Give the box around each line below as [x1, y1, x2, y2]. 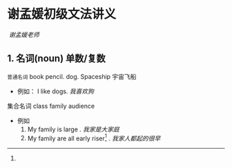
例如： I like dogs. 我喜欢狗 [17, 87, 95, 95]
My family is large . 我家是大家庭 [27, 125, 119, 133]
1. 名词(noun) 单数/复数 [7, 53, 106, 64]
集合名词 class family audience [7, 102, 95, 110]
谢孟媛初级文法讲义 [7, 6, 117, 22]
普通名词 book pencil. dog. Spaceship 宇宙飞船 [7, 72, 137, 80]
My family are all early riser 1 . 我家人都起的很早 [27, 133, 161, 142]
